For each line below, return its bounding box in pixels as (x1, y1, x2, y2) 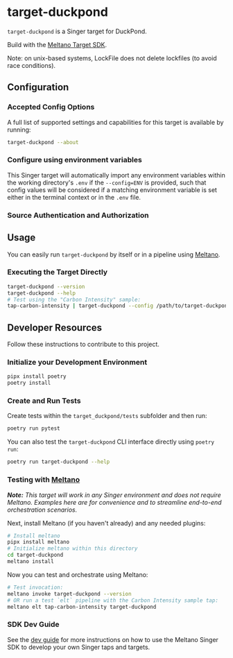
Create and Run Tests (7, 396, 81, 406)
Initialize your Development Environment (7, 358, 148, 367)
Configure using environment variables (7, 155, 142, 165)
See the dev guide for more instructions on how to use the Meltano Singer (7, 635, 218, 643)
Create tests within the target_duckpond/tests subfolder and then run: (7, 412, 207, 420)
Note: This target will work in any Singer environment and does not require (7, 490, 222, 499)
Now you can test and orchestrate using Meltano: (7, 570, 148, 579)
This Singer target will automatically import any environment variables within (7, 171, 225, 179)
